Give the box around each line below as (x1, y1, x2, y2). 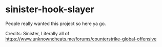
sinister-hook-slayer (5, 4, 95, 15)
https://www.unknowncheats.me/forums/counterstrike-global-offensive (5, 36, 157, 42)
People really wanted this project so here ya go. (5, 20, 106, 27)
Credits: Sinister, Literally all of (5, 30, 70, 36)
